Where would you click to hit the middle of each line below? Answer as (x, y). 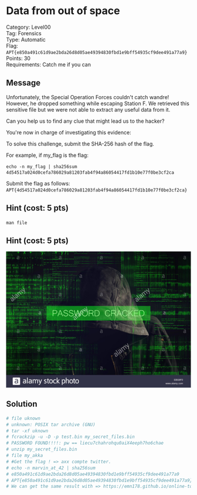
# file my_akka (25, 456)
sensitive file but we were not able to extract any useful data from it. (88, 109)
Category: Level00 (28, 27)
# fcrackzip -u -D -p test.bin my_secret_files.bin (70, 437)
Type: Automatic (26, 39)
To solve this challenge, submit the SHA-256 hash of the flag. (80, 144)
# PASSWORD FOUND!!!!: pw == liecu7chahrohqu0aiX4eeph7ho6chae (85, 443)
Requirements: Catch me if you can (48, 64)
